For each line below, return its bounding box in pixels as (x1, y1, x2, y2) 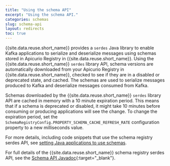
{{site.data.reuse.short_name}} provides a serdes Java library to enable (5, 45, 154, 51)
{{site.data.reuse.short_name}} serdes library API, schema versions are (5, 61, 154, 67)
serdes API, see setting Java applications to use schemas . (5, 140, 127, 146)
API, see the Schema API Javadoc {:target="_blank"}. (5, 155, 116, 161)
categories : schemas (5, 17, 49, 22)
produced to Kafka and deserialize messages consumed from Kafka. (5, 82, 149, 89)
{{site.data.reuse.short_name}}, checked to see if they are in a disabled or (5, 72, 160, 77)
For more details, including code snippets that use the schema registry (5, 135, 153, 140)
